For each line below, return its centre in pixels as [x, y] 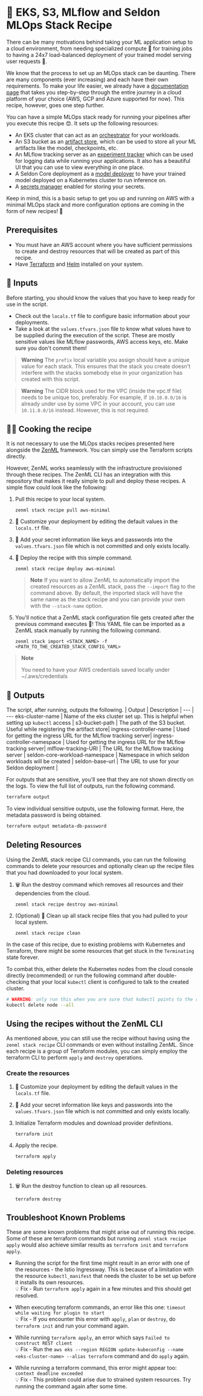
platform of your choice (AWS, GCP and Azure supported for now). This [95, 99]
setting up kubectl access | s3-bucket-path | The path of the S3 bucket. [96, 723]
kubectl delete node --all [40, 1005]
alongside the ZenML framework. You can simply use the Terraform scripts [99, 450]
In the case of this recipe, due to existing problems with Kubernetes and [96, 944]
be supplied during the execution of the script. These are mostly [95, 335]
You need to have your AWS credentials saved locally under [95, 670]
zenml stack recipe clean [47, 933]
